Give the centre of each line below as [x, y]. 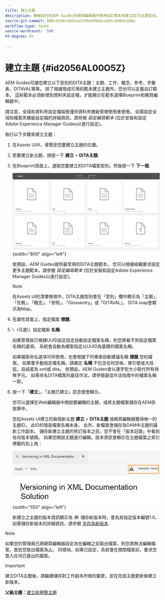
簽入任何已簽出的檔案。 [29, 556]
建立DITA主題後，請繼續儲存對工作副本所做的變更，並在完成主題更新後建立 [81, 576]
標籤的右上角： [27, 443]
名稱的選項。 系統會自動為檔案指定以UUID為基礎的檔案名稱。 [74, 347]
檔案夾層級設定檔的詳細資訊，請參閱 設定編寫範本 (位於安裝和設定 [80, 118]
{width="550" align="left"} [39, 507]
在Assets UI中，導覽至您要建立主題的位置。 [56, 145]
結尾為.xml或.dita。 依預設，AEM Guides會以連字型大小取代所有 [90, 369]
